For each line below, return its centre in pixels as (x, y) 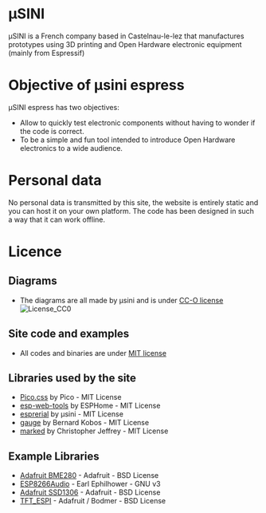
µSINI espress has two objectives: (64, 107)
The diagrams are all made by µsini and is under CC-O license (121, 300)
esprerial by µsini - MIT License (71, 414)
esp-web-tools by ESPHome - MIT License (90, 406)
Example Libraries (54, 456)
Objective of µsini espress (96, 85)
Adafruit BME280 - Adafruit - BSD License (89, 476)
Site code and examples (69, 334)
